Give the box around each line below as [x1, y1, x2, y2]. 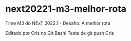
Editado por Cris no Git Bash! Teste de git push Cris [5, 30, 115, 36]
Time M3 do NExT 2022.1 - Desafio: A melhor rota [5, 20, 110, 26]
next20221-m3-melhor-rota [5, 3, 127, 15]
